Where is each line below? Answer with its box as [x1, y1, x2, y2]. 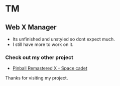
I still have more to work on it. [12, 41, 74, 47]
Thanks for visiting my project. [5, 75, 68, 81]
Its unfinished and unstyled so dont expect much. [12, 36, 115, 42]
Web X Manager [5, 23, 57, 31]
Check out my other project [5, 53, 74, 60]
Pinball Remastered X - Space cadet [12, 65, 88, 71]
